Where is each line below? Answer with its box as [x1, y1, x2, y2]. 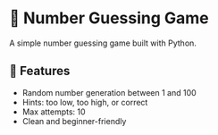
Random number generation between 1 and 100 [21, 87, 197, 97]
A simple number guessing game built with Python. [9, 38, 197, 48]
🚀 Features [9, 63, 71, 79]
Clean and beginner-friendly [21, 115, 127, 126]
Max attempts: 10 [21, 106, 87, 117]
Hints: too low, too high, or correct [21, 97, 148, 107]
